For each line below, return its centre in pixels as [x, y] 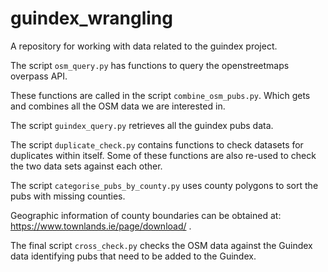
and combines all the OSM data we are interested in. [118, 106]
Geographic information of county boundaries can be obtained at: [146, 215]
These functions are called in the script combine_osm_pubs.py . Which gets [160, 95]
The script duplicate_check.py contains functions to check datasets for [157, 144]
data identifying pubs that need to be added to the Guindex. [133, 256]
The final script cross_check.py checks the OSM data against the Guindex [161, 245]
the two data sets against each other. [86, 166]
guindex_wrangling [91, 18]
